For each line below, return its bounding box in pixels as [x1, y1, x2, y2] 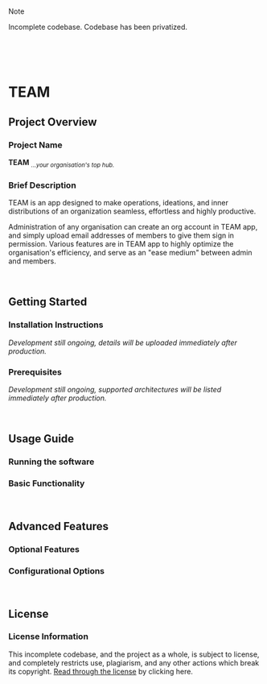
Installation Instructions [8, 319, 104, 330]
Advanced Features [8, 519, 109, 533]
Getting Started [8, 295, 88, 309]
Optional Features [8, 543, 80, 554]
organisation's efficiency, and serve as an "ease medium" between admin [8, 247, 253, 257]
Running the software [8, 456, 95, 467]
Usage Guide [8, 432, 75, 446]
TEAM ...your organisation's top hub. [8, 157, 115, 169]
